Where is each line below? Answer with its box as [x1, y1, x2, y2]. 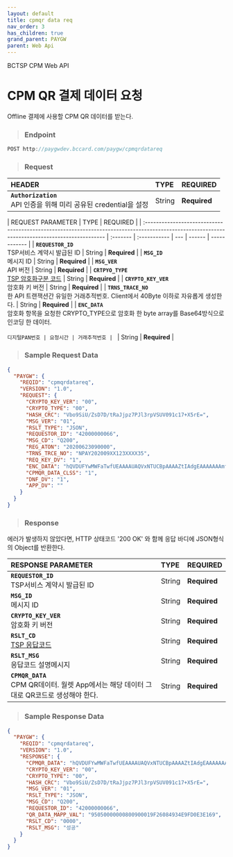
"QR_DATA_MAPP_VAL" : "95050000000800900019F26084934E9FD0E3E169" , [25, 811, 222, 818]
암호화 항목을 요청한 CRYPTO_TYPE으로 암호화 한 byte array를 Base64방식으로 [7, 309, 225, 318]
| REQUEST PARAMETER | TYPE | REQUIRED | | [7, 218, 142, 226]
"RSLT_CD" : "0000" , [25, 817, 82, 824]
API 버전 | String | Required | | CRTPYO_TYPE [7, 266, 128, 274]
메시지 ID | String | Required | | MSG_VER [7, 257, 118, 266]
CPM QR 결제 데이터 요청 [7, 88, 143, 104]
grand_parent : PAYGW [7, 36, 67, 43]
